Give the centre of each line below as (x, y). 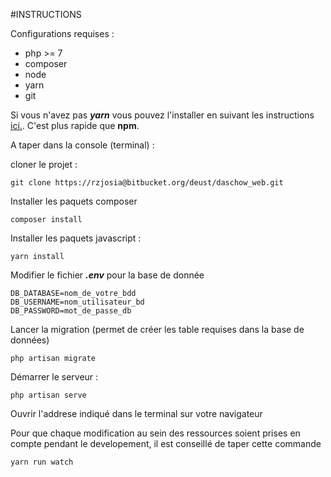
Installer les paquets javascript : (76, 238)
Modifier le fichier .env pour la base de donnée (107, 275)
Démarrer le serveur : (54, 377)
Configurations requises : (62, 33)
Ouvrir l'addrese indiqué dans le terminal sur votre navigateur (136, 413)
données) (30, 340)
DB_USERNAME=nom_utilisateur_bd (77, 302)
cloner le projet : (44, 164)
